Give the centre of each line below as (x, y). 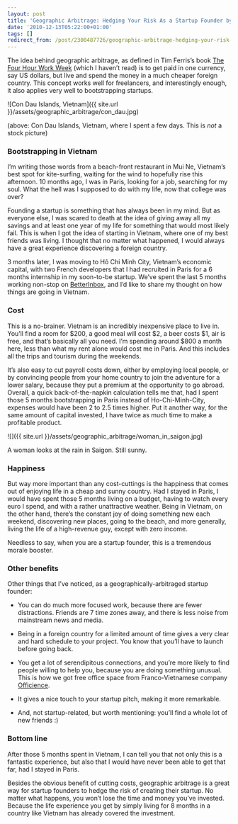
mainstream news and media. (61, 620)
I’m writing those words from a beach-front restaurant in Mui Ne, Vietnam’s (117, 167)
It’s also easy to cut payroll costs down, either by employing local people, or (118, 370)
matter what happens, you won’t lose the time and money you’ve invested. (116, 798)
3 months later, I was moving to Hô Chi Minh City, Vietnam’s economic (109, 262)
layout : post (27, 14)
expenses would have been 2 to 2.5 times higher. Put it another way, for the (118, 407)
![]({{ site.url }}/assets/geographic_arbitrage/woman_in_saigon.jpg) (105, 436)
